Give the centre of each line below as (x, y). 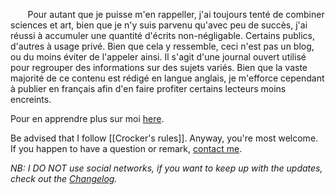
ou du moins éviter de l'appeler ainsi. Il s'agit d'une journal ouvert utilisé (158, 57)
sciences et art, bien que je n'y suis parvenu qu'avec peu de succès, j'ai (159, 25)
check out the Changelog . (64, 178)
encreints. (31, 99)
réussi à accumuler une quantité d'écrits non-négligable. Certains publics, (162, 35)
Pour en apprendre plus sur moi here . (87, 118)
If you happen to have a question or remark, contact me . (126, 148)
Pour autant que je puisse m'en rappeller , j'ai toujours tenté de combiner (176, 14)
